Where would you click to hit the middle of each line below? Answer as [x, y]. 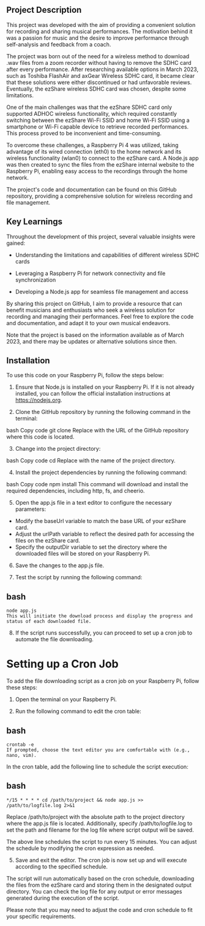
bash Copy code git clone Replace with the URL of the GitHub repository [98, 431]
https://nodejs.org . [39, 400]
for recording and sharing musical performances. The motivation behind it [99, 31]
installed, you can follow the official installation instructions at [93, 394]
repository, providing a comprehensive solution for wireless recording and [99, 196]
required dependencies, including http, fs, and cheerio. [76, 491]
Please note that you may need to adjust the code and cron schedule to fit [99, 909]
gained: [16, 243]
